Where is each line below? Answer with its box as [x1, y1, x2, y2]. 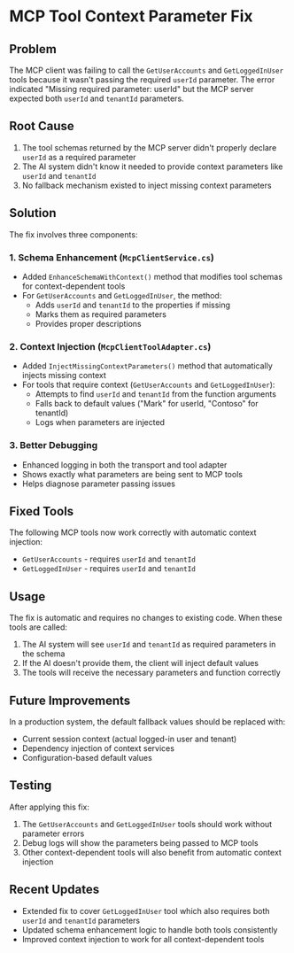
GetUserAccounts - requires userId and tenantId [21, 554, 197, 564]
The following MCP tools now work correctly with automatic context [9, 527, 257, 538]
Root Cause [9, 119, 75, 134]
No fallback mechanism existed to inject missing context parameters [21, 180, 272, 190]
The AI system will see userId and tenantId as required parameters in [21, 639, 276, 650]
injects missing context [21, 370, 106, 381]
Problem [9, 42, 58, 57]
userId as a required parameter [21, 151, 136, 162]
